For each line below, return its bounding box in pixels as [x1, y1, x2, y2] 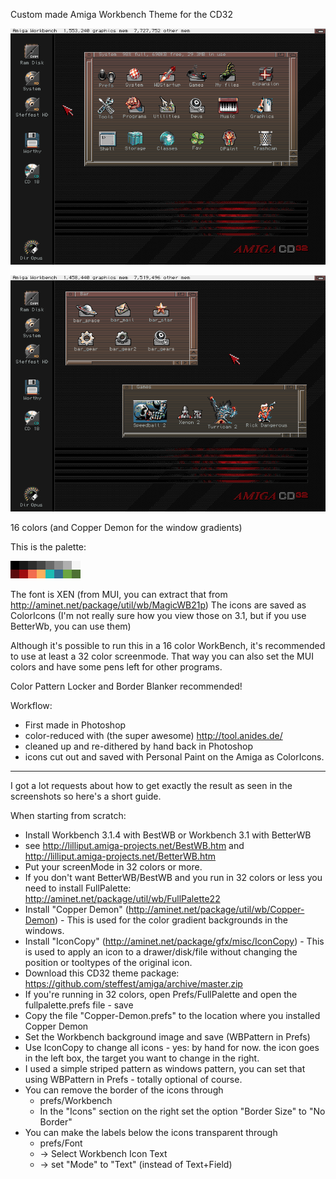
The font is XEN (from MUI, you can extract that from [10, 589, 228, 600]
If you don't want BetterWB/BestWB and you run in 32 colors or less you [24, 872, 323, 883]
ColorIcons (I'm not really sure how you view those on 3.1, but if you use [10, 610, 307, 621]
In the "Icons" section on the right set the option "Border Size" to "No [39, 1105, 326, 1117]
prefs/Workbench [39, 1095, 113, 1106]
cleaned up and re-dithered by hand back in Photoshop [24, 740, 253, 752]
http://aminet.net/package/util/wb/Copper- [128, 904, 305, 915]
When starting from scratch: [10, 810, 127, 821]
